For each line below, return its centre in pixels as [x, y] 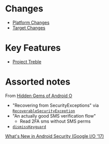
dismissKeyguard [29, 127]
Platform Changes [31, 22]
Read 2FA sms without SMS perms [55, 121]
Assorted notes [38, 82]
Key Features [33, 48]
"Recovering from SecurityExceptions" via [55, 105]
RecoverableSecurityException [44, 111]
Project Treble [27, 62]
